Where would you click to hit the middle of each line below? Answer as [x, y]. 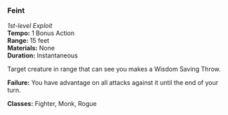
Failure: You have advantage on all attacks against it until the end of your [113, 83]
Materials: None [31, 48]
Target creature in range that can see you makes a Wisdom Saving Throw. [114, 69]
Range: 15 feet [28, 41]
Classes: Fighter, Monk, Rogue [52, 104]
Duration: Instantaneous [43, 55]
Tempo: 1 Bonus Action [41, 33]
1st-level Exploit [30, 26]
